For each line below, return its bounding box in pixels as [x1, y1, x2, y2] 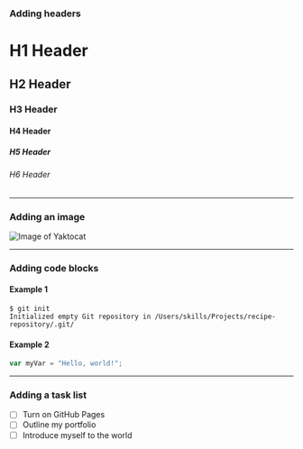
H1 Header [9, 41, 88, 61]
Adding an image [9, 210, 86, 223]
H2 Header [9, 76, 71, 92]
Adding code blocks [9, 261, 99, 274]
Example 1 [9, 284, 48, 295]
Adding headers [9, 7, 81, 20]
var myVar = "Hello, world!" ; [9, 359, 124, 368]
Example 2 [9, 339, 50, 350]
